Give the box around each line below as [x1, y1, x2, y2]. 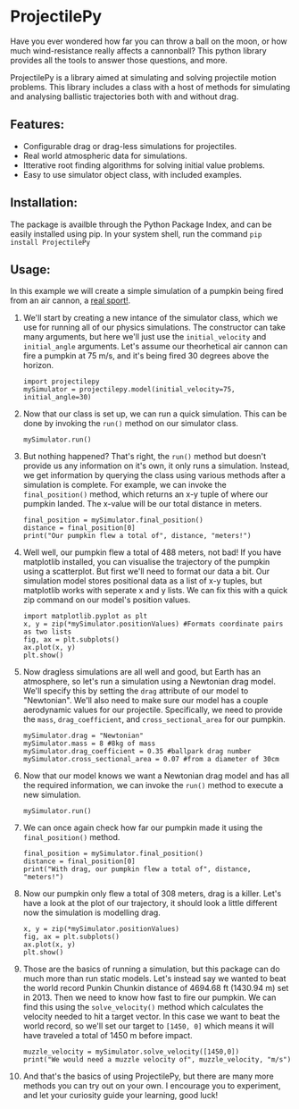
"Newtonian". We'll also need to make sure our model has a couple [22, 695, 269, 706]
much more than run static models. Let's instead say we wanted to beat [22, 973, 287, 984]
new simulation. [22, 789, 81, 801]
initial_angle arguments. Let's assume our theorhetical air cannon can [22, 341, 288, 352]
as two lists [22, 627, 72, 636]
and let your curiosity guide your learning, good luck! [22, 1090, 219, 1101]
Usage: [10, 262, 52, 277]
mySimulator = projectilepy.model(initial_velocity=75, [22, 385, 236, 394]
